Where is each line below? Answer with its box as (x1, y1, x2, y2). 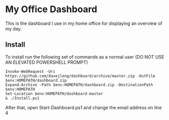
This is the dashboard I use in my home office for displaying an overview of (5, 20, 162, 26)
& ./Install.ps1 (5, 95, 40, 101)
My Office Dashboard (5, 4, 97, 15)
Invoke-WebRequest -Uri (5, 69, 56, 74)
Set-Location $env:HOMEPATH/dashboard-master (5, 91, 103, 96)
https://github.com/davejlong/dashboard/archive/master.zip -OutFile (5, 73, 156, 78)
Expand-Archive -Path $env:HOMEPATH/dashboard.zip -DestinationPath (5, 82, 153, 87)
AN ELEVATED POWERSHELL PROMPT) (5, 59, 88, 65)
